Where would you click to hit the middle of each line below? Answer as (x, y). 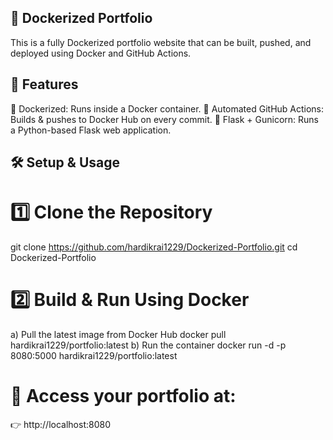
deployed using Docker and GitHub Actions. (101, 53)
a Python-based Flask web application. (91, 130)
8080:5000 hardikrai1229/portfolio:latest (94, 355)
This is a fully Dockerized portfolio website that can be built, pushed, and (161, 42)
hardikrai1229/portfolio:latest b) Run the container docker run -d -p (148, 345)
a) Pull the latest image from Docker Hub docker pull (118, 334)
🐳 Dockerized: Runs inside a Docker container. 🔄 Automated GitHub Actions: (167, 108)
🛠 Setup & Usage (65, 162)
